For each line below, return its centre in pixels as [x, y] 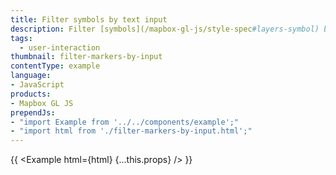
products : [31, 94]
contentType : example [55, 66]
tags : [21, 38]
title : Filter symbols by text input [89, 19]
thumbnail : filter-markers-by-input [86, 57]
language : [31, 76]
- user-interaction [60, 47]
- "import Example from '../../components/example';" [125, 122]
